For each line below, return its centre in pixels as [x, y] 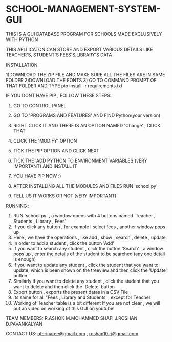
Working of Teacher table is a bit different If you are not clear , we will [87, 303]
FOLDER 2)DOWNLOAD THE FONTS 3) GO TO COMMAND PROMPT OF [81, 80]
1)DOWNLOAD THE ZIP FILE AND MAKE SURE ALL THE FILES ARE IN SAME [85, 74]
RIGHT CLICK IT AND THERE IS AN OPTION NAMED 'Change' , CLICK [87, 125]
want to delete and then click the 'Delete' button [64, 286]
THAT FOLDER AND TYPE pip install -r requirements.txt [64, 86]
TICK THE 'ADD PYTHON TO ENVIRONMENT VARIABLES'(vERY [80, 160]
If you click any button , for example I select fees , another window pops [89, 227]
